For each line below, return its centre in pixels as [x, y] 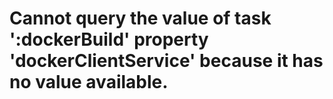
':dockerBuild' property [109, 39]
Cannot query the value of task [140, 18]
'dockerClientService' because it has [166, 61]
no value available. [89, 82]
